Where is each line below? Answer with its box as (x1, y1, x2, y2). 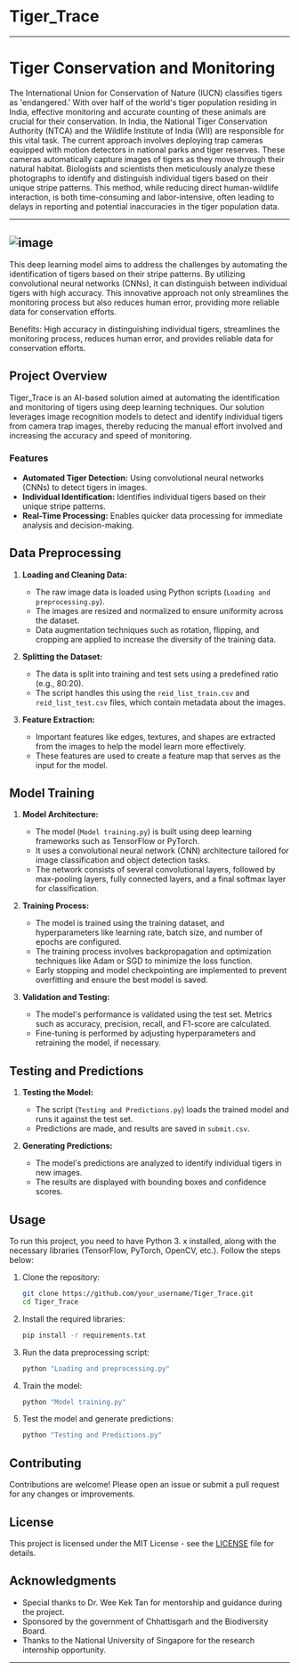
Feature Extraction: (21, 714, 95, 725)
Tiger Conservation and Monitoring (9, 58, 276, 78)
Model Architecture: (21, 809, 100, 820)
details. (9, 1547, 36, 1558)
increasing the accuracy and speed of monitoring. (9, 430, 192, 440)
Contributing (9, 1455, 82, 1471)
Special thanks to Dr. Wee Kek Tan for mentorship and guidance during (21, 1597, 283, 1608)
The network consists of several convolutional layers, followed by (35, 865, 276, 875)
